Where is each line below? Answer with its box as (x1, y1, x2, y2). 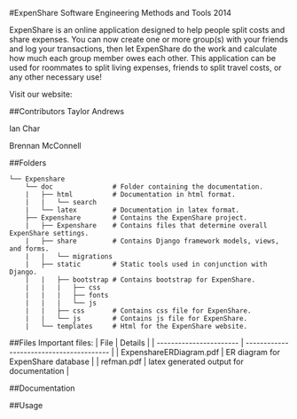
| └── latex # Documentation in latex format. (25, 206, 240, 214)
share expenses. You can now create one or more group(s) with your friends (9, 35, 288, 44)
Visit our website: (9, 89, 73, 99)
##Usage (9, 400, 43, 410)
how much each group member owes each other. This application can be (9, 53, 277, 63)
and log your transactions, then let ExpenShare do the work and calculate (9, 43, 277, 54)
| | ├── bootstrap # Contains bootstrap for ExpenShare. (25, 275, 255, 284)
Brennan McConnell (9, 141, 82, 151)
